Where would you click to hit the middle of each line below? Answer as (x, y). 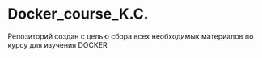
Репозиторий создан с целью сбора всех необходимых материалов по (131, 36)
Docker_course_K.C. (78, 14)
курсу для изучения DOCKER (58, 44)
